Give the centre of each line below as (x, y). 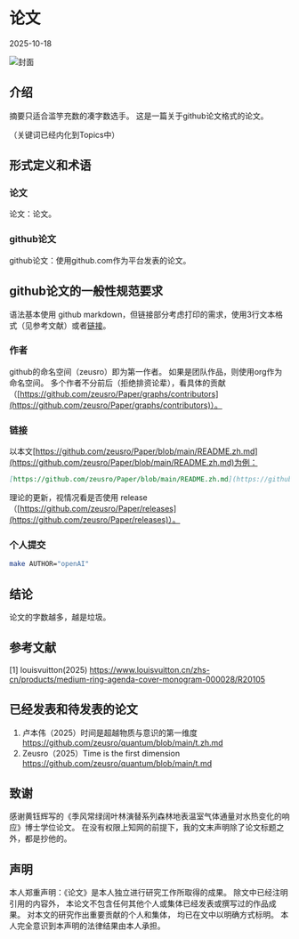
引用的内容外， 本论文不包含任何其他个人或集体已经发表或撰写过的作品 (139, 903)
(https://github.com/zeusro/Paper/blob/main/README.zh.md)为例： (133, 463)
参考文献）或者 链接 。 (72, 325)
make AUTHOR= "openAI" (49, 564)
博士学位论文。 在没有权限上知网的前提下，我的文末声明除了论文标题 (150, 828)
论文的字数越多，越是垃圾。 (60, 617)
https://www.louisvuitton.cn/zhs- (150, 669)
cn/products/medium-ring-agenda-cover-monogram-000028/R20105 (137, 679)
